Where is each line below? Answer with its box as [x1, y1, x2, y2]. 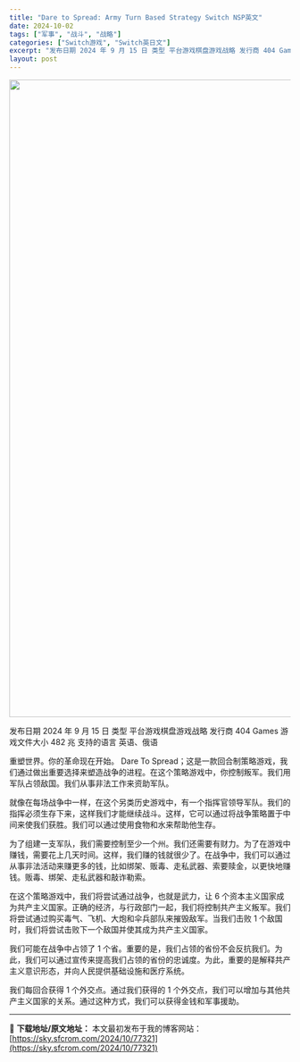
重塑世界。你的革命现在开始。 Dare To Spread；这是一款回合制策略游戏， [9, 756, 280, 766]
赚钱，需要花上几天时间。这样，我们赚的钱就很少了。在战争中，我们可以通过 [9, 849, 291, 860]
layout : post [9, 54, 58, 63]
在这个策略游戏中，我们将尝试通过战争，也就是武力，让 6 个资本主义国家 [9, 891, 277, 901]
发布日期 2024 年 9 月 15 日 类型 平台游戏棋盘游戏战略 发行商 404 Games [9, 725, 279, 736]
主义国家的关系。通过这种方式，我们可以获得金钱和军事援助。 [16, 996, 244, 1006]
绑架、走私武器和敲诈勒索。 [47, 872, 150, 882]
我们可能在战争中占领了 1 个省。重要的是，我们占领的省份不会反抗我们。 [9, 943, 275, 954]
